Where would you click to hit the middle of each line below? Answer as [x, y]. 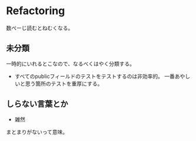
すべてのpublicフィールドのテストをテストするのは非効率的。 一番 [95, 76]
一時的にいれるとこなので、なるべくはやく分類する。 [71, 64]
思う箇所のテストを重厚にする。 [64, 83]
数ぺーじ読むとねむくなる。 [40, 28]
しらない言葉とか [37, 104]
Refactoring [36, 11]
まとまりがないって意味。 [37, 132]
